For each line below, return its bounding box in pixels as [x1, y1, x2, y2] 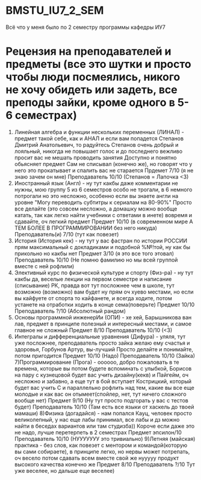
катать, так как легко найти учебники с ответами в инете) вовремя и [14, 211, 193, 218]
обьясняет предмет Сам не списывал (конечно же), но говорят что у [14, 160, 193, 167]
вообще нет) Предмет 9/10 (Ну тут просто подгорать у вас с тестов [14, 396, 189, 404]
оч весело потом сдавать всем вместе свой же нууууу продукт [14, 454, 179, 461]
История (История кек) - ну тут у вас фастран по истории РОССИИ [14, 237, 188, 244]
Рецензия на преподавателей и [5, 45, 172, 58]
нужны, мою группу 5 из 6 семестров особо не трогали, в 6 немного [14, 186, 193, 193]
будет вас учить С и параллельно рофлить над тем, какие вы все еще [14, 384, 195, 391]
